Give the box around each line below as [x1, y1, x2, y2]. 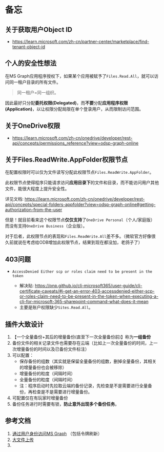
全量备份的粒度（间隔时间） [19, 377, 76, 383]
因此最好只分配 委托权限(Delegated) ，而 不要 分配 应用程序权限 [5, 100, 128, 105]
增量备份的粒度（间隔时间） [19, 370, 76, 376]
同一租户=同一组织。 [17, 89, 59, 95]
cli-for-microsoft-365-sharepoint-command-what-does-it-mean [19, 299, 149, 305]
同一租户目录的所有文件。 [9, 79, 61, 85]
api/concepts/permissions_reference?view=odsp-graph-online [12, 140, 139, 146]
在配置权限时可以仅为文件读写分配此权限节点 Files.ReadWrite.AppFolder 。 [5, 169, 154, 175]
